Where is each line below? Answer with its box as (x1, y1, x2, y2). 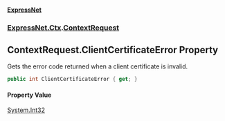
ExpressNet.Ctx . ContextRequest (7, 23, 120, 32)
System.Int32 (7, 106, 45, 114)
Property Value (7, 91, 52, 99)
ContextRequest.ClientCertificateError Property (7, 44, 219, 55)
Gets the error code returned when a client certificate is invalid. (7, 62, 188, 71)
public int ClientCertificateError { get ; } (7, 76, 138, 83)
